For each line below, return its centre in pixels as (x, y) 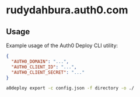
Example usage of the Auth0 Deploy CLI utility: (62, 45)
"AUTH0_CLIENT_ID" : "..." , (44, 67)
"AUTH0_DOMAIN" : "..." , (40, 62)
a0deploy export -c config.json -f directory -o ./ (70, 88)
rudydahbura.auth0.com (67, 10)
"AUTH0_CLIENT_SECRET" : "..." (48, 72)
